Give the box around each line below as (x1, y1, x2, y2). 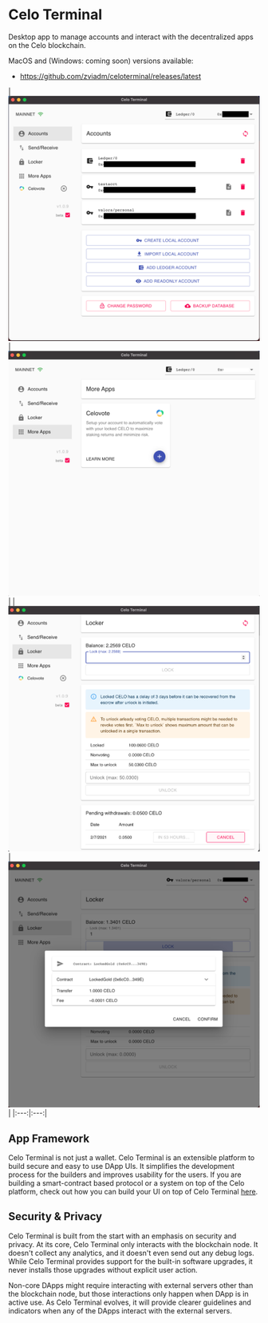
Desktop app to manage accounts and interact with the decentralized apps (8, 32, 254, 42)
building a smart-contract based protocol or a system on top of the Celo (8, 1178, 245, 1187)
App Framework (8, 1131, 90, 1145)
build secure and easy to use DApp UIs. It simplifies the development (8, 1162, 235, 1170)
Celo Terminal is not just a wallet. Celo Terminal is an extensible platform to (8, 1153, 255, 1163)
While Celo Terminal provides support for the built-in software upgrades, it (8, 1256, 253, 1266)
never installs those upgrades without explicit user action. (8, 1265, 198, 1274)
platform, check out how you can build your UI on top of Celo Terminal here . (8, 1187, 258, 1196)
